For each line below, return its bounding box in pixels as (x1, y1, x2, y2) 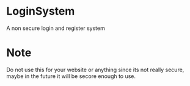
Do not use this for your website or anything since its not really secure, (6, 66, 185, 73)
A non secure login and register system (6, 24, 105, 32)
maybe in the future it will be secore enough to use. (6, 72, 136, 80)
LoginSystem (6, 4, 75, 18)
